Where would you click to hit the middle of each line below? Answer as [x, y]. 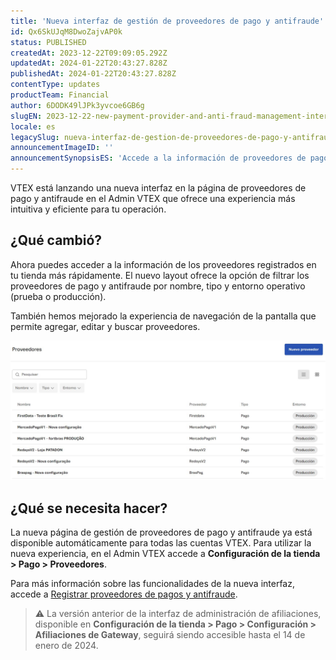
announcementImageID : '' [62, 148]
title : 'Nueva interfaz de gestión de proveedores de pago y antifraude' [167, 21]
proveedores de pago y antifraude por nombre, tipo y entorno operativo [158, 286]
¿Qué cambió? [56, 240]
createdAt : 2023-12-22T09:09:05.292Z [89, 53]
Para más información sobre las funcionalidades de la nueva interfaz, [152, 584]
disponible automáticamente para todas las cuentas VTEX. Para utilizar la [161, 543]
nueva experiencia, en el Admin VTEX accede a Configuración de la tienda [165, 554]
